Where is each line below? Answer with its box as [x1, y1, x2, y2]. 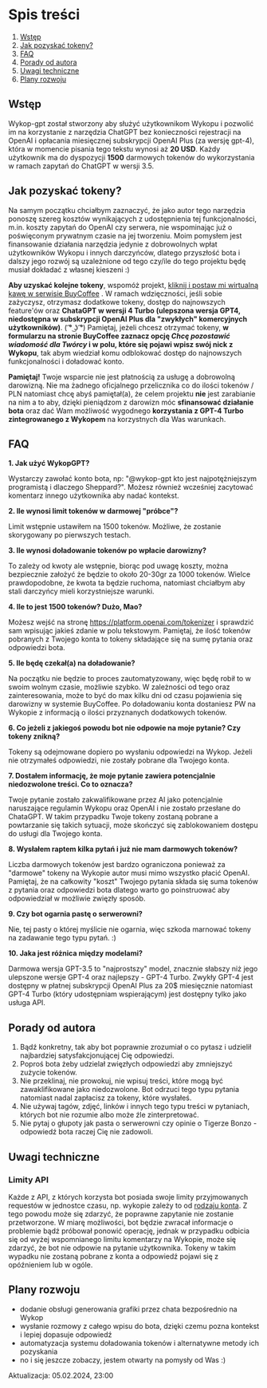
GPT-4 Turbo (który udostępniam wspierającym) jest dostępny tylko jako [8, 989, 247, 999]
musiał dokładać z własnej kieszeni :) [8, 265, 130, 274]
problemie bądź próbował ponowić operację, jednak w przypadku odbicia [8, 1226, 249, 1236]
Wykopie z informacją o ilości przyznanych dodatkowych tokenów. [8, 708, 227, 717]
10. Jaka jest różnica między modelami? [8, 948, 143, 958]
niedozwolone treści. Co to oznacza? [8, 779, 133, 789]
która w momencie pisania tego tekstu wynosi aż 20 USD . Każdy [8, 144, 221, 153]
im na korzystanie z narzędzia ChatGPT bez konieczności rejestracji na [8, 127, 241, 136]
